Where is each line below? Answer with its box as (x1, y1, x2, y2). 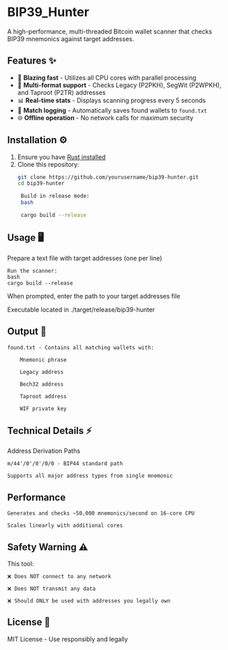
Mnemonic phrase (20, 356, 68, 363)
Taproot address (20, 393, 68, 400)
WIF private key (20, 405, 68, 412)
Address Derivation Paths (7, 447, 81, 455)
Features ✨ (7, 55, 56, 67)
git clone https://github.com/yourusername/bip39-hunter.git (17, 174, 199, 181)
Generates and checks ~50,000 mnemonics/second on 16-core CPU (7, 510, 195, 517)
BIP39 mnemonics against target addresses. (7, 34, 135, 43)
